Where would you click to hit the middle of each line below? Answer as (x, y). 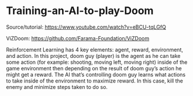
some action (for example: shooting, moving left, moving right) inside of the (97, 62)
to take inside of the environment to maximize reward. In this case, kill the (94, 81)
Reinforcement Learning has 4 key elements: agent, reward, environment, (94, 49)
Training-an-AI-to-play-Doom (80, 11)
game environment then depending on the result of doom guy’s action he (94, 68)
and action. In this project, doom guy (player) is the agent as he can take (93, 56)
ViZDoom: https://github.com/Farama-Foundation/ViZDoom (78, 38)
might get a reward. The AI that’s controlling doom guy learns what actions (96, 74)
